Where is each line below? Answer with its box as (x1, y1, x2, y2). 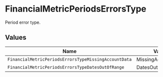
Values (5, 33, 27, 42)
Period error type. (5, 19, 41, 25)
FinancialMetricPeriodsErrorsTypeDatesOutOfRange (7, 64, 125, 70)
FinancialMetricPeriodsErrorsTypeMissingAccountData (7, 57, 132, 62)
